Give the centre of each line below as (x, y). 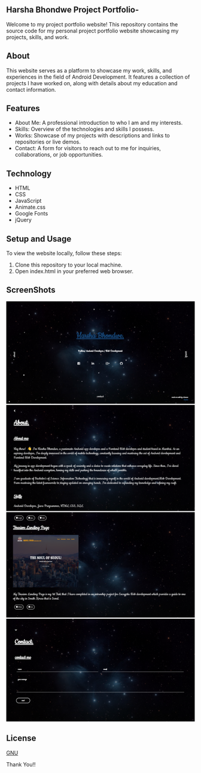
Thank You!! (21, 764)
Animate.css (30, 207)
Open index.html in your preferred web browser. (74, 271)
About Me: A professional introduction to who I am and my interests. (99, 123)
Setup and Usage (39, 239)
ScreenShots (31, 290)
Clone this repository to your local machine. (68, 265)
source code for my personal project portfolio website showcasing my (92, 31)
